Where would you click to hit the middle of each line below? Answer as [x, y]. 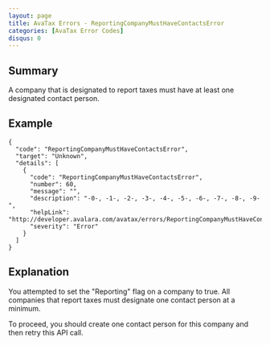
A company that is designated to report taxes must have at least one [121, 90]
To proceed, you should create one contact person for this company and [129, 324]
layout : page [30, 16]
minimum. [25, 308]
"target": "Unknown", [52, 156]
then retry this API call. [46, 332]
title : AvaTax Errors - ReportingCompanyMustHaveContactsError [117, 23]
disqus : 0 [25, 38]
